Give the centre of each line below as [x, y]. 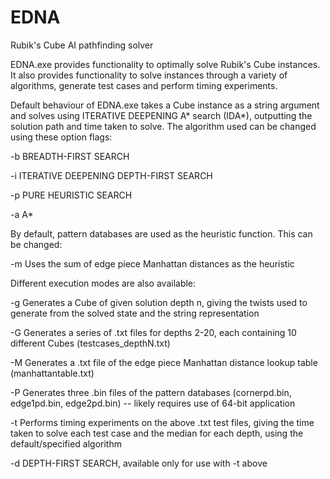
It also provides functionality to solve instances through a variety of [149, 75]
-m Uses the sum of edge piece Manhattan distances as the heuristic [152, 263]
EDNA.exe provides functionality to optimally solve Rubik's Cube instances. [165, 64]
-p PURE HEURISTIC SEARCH [71, 195]
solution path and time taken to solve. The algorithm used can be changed [163, 126]
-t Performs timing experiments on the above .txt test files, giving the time [162, 422]
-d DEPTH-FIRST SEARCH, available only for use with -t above [139, 463]
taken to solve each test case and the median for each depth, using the [157, 433]
